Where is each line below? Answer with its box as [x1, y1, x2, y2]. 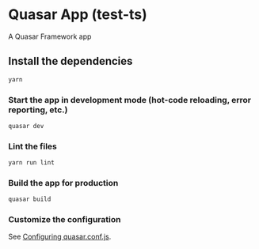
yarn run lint [8, 159, 55, 167]
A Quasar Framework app [8, 32, 92, 41]
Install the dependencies [8, 55, 133, 68]
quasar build [8, 195, 51, 203]
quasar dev [8, 122, 44, 130]
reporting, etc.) [8, 104, 68, 115]
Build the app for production [8, 177, 119, 188]
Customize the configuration [8, 214, 121, 225]
